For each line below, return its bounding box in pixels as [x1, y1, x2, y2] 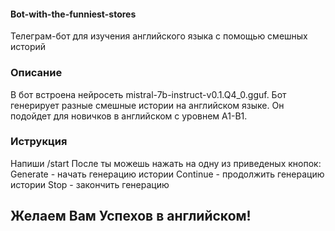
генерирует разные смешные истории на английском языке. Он [10, 99, 285, 111]
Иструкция [10, 135, 68, 149]
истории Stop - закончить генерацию [10, 178, 170, 190]
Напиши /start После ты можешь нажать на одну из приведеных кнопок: [10, 157, 322, 169]
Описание [10, 66, 63, 80]
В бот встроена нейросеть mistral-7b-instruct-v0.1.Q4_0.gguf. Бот [10, 88, 287, 100]
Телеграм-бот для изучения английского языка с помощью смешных [10, 30, 308, 42]
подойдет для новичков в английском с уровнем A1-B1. [10, 110, 248, 122]
